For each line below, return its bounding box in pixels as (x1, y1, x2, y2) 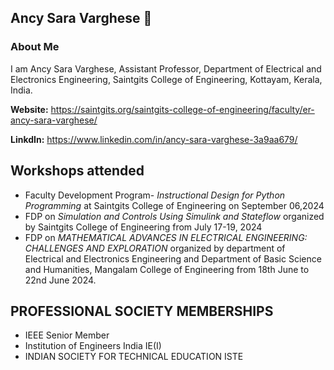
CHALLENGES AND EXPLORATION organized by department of (24, 242, 286, 254)
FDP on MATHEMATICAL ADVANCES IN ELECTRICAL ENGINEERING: (24, 231, 308, 243)
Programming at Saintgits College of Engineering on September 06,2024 (24, 199, 325, 211)
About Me (10, 40, 60, 54)
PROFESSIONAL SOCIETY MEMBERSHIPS (10, 302, 274, 320)
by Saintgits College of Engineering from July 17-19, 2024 (24, 221, 263, 233)
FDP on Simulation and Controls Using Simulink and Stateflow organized (24, 210, 325, 222)
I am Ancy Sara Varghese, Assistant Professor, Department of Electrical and (10, 62, 322, 75)
